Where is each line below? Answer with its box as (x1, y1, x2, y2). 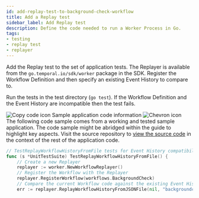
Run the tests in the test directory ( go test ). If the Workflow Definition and (6, 93, 187, 100)
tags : (6, 31, 20, 37)
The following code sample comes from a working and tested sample (6, 118, 175, 125)
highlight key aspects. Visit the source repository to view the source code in (6, 130, 191, 137)
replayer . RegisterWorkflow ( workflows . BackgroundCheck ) (17, 176, 155, 181)
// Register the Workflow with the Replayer (17, 170, 129, 176)
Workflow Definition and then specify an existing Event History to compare (6, 76, 188, 83)
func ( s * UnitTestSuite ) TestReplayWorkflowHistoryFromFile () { (6, 153, 168, 160)
